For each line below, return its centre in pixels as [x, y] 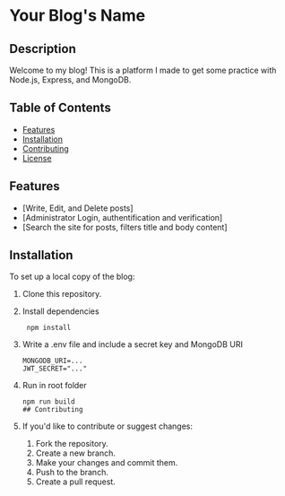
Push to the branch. [72, 473]
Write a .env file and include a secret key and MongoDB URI [133, 344]
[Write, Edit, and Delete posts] [78, 208]
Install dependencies [61, 311]
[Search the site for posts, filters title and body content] [125, 227]
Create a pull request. [76, 482]
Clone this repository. [62, 294]
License [37, 158]
